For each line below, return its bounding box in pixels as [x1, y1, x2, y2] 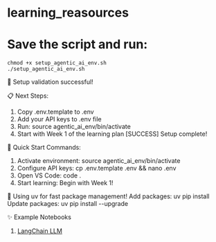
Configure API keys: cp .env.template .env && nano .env [17, 164, 177, 173]
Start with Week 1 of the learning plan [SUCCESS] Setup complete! [17, 130, 208, 138]
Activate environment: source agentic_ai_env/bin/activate [17, 157, 181, 165]
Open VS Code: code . [17, 171, 82, 180]
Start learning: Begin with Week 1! [17, 179, 114, 187]
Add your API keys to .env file [17, 115, 102, 123]
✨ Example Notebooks [7, 213, 71, 221]
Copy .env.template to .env [17, 107, 95, 116]
